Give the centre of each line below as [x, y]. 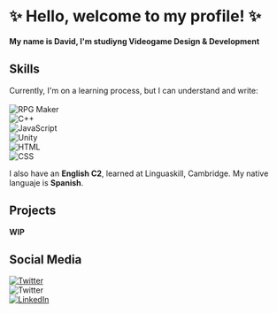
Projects [33, 211]
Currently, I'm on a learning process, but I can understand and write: [134, 90]
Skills [24, 69]
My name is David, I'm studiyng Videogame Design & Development [135, 41]
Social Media [46, 260]
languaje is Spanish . [46, 182]
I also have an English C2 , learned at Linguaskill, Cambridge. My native [139, 173]
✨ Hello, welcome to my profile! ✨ [135, 16]
